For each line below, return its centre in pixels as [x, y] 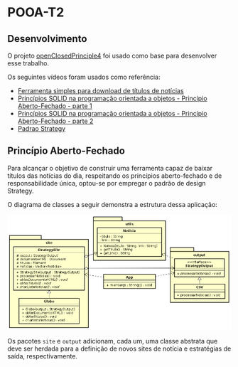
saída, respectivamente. [43, 356]
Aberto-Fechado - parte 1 [55, 106]
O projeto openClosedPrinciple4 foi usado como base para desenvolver [112, 55]
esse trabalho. [28, 63]
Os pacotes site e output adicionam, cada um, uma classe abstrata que [113, 341]
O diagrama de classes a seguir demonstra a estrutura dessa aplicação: [113, 204]
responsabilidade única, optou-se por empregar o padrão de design [107, 183]
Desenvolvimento [47, 39]
